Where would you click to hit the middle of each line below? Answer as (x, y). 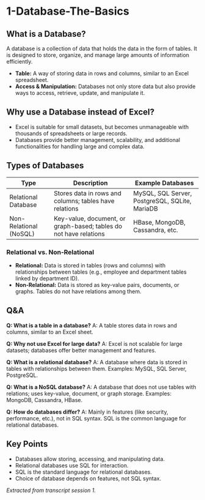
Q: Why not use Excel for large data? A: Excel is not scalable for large (95, 343)
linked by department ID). (47, 278)
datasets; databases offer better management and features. (81, 350)
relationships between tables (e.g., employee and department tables (101, 272)
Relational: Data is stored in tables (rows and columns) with (90, 265)
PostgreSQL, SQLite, (163, 201)
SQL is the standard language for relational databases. (84, 472)
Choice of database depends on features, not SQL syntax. (88, 478)
